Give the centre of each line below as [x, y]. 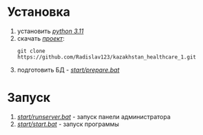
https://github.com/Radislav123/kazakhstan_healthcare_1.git [107, 57]
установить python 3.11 [50, 31]
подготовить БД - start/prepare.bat [68, 70]
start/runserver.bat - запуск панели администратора [94, 116]
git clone [31, 51]
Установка [39, 12]
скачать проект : [41, 38]
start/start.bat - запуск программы [68, 124]
